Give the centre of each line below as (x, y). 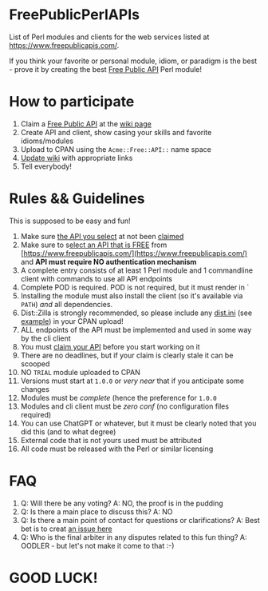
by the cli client (45, 338)
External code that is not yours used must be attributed (111, 440)
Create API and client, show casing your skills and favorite (116, 132)
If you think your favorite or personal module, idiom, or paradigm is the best (133, 61)
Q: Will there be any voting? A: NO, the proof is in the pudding (122, 503)
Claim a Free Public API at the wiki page (86, 124)
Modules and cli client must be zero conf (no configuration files (125, 406)
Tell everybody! (46, 166)
